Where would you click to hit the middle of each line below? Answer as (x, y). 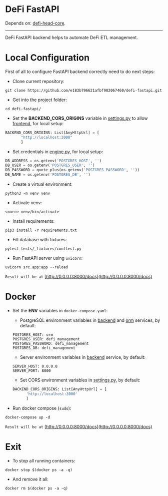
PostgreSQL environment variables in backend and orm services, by (90, 320)
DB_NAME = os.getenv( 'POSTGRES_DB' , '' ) (48, 175)
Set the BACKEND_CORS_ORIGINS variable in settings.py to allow (80, 118)
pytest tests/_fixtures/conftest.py (43, 249)
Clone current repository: (38, 81)
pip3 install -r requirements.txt (41, 230)
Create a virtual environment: (42, 184)
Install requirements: (33, 221)
